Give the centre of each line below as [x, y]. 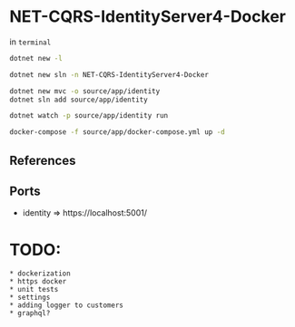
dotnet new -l [36, 58]
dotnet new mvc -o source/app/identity [85, 91]
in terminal [30, 42]
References [43, 160]
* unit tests [34, 290]
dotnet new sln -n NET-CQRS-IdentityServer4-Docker [109, 74]
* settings [30, 298]
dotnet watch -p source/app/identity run [89, 116]
